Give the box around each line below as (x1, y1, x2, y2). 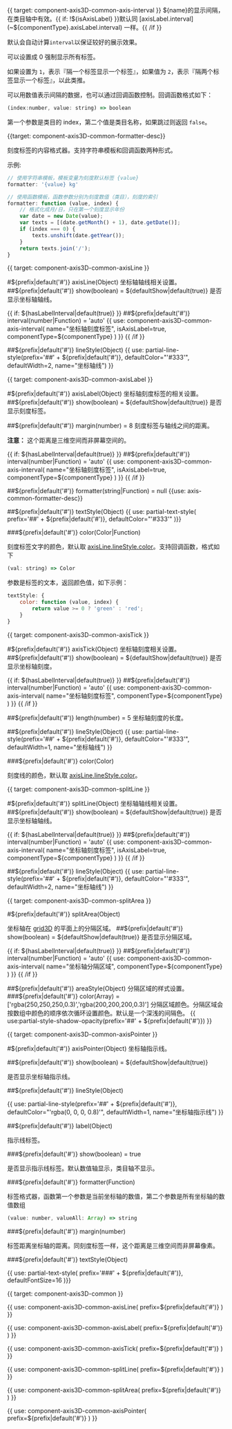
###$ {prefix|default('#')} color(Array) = (7, 992, 120, 1000)
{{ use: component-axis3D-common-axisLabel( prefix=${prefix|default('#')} (7, 1323, 223, 1331)
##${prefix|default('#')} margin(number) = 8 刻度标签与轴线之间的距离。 (7, 421, 213, 430)
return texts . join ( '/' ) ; (19, 245, 91, 252)
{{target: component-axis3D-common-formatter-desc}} (7, 131, 166, 140)
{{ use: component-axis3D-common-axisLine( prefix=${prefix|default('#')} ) (7, 1302, 224, 1311)
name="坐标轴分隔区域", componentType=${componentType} (46, 962, 223, 970)
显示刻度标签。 (7, 407, 50, 415)
